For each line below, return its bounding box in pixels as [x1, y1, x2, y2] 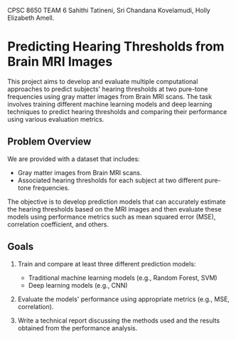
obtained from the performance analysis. [17, 323, 138, 332]
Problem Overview [7, 135, 92, 148]
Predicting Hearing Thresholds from [7, 38, 225, 55]
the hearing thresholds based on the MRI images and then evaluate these [7, 204, 222, 213]
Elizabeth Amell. [7, 14, 55, 22]
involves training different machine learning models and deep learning [7, 100, 213, 108]
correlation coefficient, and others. [7, 220, 109, 229]
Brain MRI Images [7, 53, 113, 70]
